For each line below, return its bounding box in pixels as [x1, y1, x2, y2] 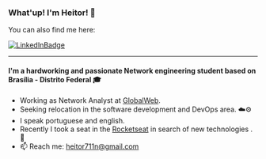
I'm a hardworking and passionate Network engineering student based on [8, 66, 256, 75]
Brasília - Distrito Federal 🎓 [8, 74, 101, 84]
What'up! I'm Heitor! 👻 [8, 7, 97, 18]
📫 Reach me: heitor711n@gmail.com [19, 142, 139, 151]
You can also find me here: [8, 25, 96, 35]
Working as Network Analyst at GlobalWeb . [19, 95, 161, 105]
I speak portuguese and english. [19, 115, 125, 125]
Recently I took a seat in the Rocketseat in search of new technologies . [19, 124, 253, 134]
